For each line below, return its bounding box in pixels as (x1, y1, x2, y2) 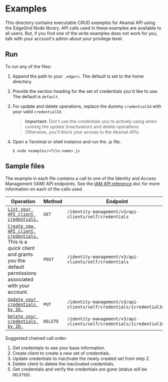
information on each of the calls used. (5, 186, 83, 192)
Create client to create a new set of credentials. (12, 350, 110, 356)
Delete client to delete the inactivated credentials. (12, 360, 115, 366)
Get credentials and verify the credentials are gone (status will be (12, 366, 147, 372)
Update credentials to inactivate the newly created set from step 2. (12, 355, 150, 361)
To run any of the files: (5, 63, 51, 69)
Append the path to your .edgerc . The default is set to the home (12, 73, 144, 79)
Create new (7, 223, 33, 229)
